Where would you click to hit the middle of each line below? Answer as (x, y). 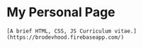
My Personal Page (61, 12)
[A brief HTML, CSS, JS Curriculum (59, 31)
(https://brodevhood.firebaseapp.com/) (65, 37)
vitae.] (126, 31)
